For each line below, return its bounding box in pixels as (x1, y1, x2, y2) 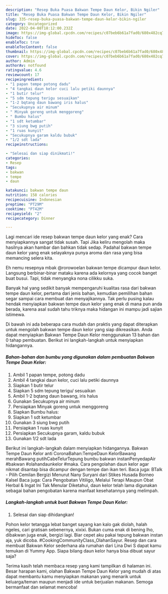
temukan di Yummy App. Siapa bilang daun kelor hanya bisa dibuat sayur (5, 548, 156, 554)
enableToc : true (5, 40, 39, 45)
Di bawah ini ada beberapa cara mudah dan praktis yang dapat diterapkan (5, 321, 158, 327)
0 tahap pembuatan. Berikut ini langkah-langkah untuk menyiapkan (5, 337, 144, 343)
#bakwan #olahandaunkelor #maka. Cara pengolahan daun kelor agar (5, 461, 149, 467)
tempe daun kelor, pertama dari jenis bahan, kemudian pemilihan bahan (5, 290, 153, 296)
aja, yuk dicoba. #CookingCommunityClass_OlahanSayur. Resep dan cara (5, 538, 157, 544)
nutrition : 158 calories (5, 193, 57, 198)
